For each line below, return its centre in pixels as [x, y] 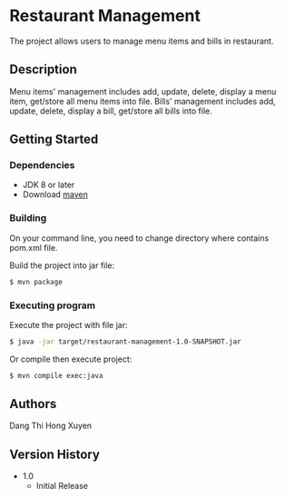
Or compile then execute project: [71, 359]
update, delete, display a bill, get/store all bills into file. [111, 111]
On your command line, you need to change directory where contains [139, 238]
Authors [33, 404]
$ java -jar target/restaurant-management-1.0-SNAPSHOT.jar [126, 342]
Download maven [55, 194]
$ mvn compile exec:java [56, 375]
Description [43, 70]
